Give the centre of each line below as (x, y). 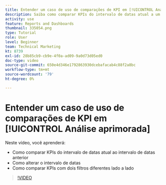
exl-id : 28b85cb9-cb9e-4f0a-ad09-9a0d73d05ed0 (54, 56)
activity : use (20, 19)
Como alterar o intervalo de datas (46, 163)
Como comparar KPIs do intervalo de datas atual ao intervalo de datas (84, 152)
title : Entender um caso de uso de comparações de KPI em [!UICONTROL (79, 10)
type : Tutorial (21, 33)
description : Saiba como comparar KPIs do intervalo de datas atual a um (83, 14)
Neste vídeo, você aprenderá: (35, 142)
